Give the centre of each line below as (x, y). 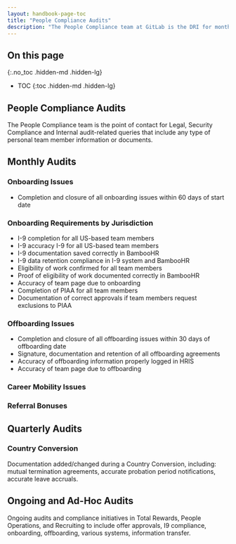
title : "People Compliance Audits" (59, 20)
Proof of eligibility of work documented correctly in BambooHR (109, 276)
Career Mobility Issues (47, 387)
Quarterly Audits (45, 428)
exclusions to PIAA (45, 305)
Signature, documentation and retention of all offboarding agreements (119, 354)
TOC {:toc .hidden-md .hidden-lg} (66, 86)
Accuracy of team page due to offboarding (79, 369)
